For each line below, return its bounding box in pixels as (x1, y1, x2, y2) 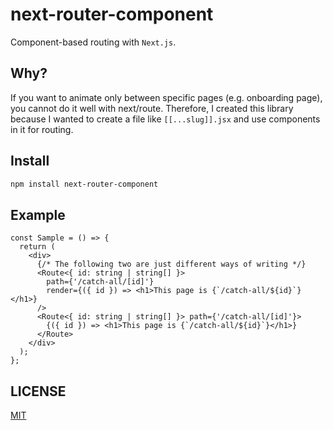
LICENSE (10, 383, 67, 400)
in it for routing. (10, 123, 74, 135)
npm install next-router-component (10, 179, 159, 189)
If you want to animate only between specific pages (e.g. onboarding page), (10, 91, 323, 103)
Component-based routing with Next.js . (10, 36, 177, 48)
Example (10, 206, 66, 223)
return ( (19, 242, 56, 252)
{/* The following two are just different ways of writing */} (36, 259, 307, 270)
